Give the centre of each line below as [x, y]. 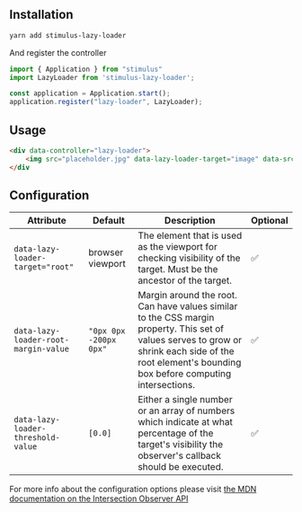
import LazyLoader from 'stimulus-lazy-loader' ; [102, 77]
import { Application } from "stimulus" [86, 69]
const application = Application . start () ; [90, 93]
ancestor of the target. [185, 280]
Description [190, 221]
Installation [41, 15]
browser [106, 252]
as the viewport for [178, 247]
